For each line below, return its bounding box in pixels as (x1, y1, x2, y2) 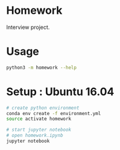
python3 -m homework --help (6, 64, 77, 70)
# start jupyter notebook (6, 127, 71, 133)
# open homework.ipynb (6, 133, 63, 139)
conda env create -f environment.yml (6, 110, 101, 116)
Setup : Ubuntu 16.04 (6, 85, 115, 98)
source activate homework (6, 116, 71, 122)
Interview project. (6, 23, 50, 31)
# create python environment (6, 105, 80, 111)
